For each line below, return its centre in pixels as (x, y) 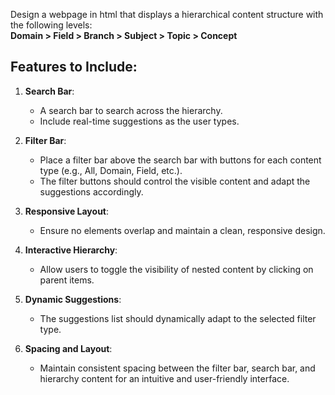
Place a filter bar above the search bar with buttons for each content (180, 160)
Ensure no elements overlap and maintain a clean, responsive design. (182, 230)
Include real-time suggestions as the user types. (139, 121)
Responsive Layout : (67, 211)
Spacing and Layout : (68, 348)
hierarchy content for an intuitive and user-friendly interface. (164, 378)
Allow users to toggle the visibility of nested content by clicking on (176, 269)
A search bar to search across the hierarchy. (131, 110)
